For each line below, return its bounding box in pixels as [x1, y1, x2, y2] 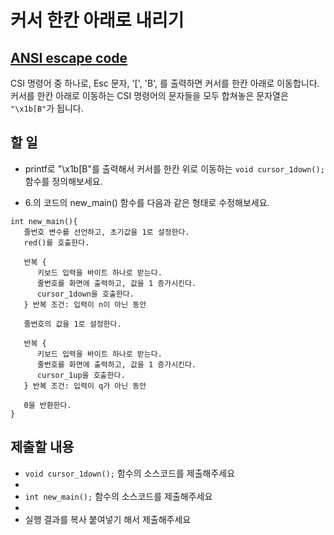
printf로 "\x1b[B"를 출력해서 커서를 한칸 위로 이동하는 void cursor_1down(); [24, 162, 325, 175]
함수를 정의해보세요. [24, 175, 103, 187]
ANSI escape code [10, 49, 128, 66]
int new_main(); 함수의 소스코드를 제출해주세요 [24, 490, 213, 502]
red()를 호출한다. [23, 237, 90, 248]
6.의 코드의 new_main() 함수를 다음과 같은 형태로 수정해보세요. [24, 196, 270, 208]
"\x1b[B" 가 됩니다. [10, 102, 84, 114]
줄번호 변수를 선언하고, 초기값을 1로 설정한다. [23, 227, 190, 237]
